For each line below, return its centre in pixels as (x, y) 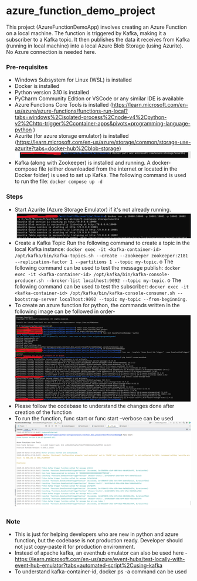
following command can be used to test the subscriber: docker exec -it (102, 287)
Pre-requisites (27, 67)
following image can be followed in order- (65, 311)
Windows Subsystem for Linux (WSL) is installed (73, 80)
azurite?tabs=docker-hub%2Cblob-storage (67, 148)
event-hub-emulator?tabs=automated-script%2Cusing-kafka (89, 565)
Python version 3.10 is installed (52, 93)
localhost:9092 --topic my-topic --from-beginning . (123, 299)
